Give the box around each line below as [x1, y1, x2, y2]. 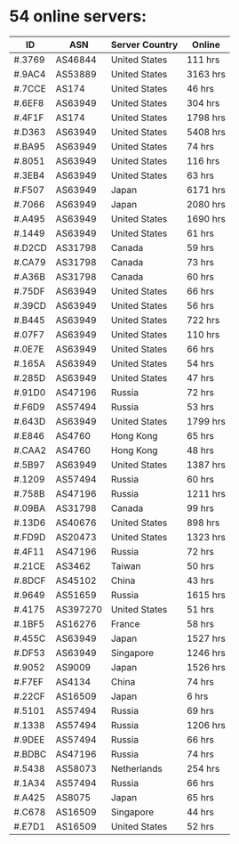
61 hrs [186, 227, 215, 239]
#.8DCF [13, 574, 46, 587]
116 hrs [186, 154, 220, 166]
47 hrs [186, 371, 215, 384]
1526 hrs [186, 661, 227, 673]
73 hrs [186, 256, 215, 268]
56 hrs [186, 299, 215, 312]
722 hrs [186, 313, 220, 326]
